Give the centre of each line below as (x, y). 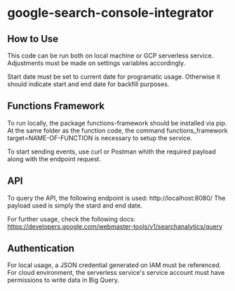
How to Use (33, 39)
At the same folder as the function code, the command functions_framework (117, 130)
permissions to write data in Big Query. (63, 280)
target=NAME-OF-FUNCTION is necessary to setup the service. (100, 137)
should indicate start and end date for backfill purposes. (88, 84)
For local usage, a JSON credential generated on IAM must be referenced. (114, 265)
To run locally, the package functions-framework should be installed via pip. (117, 123)
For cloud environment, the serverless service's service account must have (116, 273)
